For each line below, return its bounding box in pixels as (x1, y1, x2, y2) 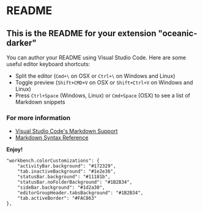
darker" (6, 37, 37, 48)
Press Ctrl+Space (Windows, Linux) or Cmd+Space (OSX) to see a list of (15, 92, 191, 99)
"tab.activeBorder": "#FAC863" (17, 195, 97, 202)
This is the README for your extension (6, 28, 157, 39)
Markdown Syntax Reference (15, 134, 89, 142)
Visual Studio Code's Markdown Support (15, 127, 118, 135)
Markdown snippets (15, 99, 65, 105)
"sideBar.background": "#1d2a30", (17, 184, 105, 191)
